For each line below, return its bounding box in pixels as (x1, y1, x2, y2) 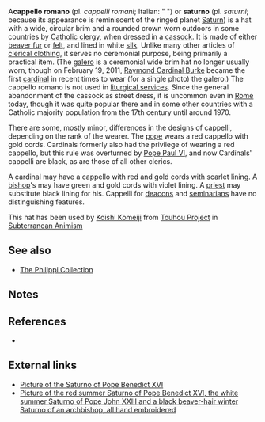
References (8, 314, 66, 328)
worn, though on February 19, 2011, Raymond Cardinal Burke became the (8, 66, 246, 74)
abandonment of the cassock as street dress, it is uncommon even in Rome (8, 91, 254, 100)
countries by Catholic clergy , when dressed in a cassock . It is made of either (8, 32, 258, 41)
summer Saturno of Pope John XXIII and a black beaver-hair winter (19, 396, 239, 406)
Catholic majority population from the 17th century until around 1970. (8, 108, 232, 117)
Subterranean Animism (8, 221, 83, 230)
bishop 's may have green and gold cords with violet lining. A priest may (8, 181, 241, 189)
